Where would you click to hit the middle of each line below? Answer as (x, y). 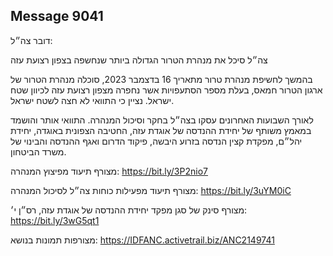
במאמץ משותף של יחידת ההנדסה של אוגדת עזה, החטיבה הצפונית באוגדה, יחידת (161, 130)
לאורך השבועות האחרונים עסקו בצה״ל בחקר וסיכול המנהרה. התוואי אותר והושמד (162, 120)
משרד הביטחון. (38, 151)
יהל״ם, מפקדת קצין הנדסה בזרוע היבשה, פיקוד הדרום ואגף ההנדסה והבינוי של (156, 141)
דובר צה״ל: (31, 40)
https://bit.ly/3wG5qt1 (55, 220)
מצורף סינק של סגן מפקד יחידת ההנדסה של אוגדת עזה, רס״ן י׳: (129, 210)
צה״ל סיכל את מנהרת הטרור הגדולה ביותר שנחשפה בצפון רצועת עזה (139, 60)
